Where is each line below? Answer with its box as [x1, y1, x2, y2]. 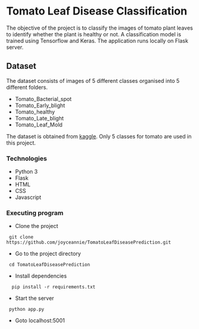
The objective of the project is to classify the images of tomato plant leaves [6, 24, 193, 31]
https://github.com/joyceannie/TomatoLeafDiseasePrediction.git [6, 239, 171, 246]
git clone [8, 234, 34, 240]
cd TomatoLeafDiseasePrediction [8, 262, 90, 268]
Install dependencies [14, 272, 68, 279]
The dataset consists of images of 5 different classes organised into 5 [6, 77, 180, 84]
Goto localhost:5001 [14, 317, 65, 324]
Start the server [14, 295, 54, 302]
